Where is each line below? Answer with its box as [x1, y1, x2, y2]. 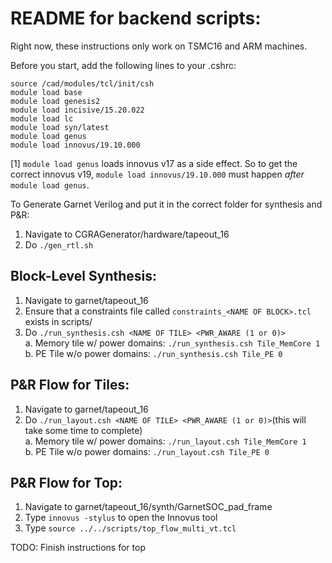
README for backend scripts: [10, 7, 262, 30]
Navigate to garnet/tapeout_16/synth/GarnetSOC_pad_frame [24, 501, 273, 513]
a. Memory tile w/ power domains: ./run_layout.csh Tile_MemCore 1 [24, 435, 307, 447]
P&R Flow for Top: [10, 474, 123, 491]
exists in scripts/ [24, 315, 93, 327]
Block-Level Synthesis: [10, 268, 158, 285]
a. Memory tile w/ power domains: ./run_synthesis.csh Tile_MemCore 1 [24, 337, 321, 349]
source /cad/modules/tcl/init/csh [10, 78, 155, 89]
